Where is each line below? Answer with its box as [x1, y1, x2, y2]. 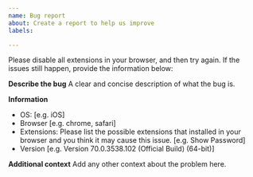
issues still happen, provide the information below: [8, 64, 173, 73]
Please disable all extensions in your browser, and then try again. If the [8, 55, 240, 65]
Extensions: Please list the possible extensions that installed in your [19, 127, 241, 136]
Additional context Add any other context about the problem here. [8, 159, 227, 169]
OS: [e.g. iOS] [19, 110, 65, 120]
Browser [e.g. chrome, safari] [19, 119, 117, 128]
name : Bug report [8, 11, 66, 20]
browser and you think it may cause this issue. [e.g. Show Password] [19, 136, 246, 145]
